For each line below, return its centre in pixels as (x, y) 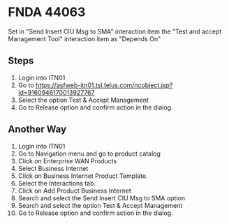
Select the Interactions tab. (57, 183)
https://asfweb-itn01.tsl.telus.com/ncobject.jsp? (104, 85)
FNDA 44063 (47, 12)
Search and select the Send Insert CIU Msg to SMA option (102, 198)
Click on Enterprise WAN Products (67, 160)
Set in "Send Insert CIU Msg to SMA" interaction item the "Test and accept (115, 31)
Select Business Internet (53, 168)
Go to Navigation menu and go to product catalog (89, 154)
